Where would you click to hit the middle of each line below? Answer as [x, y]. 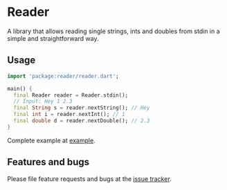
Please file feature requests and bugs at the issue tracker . [89, 179]
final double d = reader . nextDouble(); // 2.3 [82, 121]
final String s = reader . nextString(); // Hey [82, 108]
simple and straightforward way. [53, 38]
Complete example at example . [51, 140]
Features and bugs [48, 162]
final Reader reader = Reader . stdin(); [71, 95]
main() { [20, 88]
